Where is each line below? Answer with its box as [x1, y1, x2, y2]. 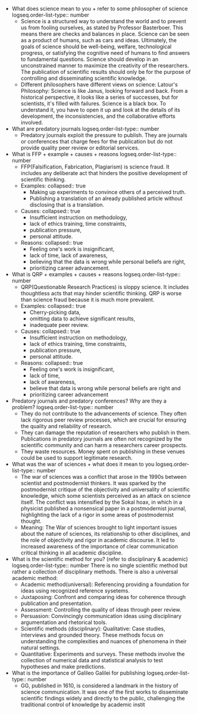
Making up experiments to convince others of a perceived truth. [29, 189, 186, 195]
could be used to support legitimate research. [20, 454, 133, 461]
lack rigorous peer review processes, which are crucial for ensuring [20, 416, 186, 423]
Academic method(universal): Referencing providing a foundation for [20, 581, 189, 588]
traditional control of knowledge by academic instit [20, 701, 145, 708]
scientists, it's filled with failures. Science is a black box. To [20, 100, 167, 107]
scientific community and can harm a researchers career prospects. [20, 442, 187, 448]
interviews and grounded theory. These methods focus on [20, 631, 164, 638]
